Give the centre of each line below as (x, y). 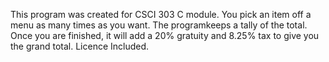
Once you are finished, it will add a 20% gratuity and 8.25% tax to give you (165, 35)
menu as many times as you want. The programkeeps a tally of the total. (159, 25)
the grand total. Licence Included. (80, 46)
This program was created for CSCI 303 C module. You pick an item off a (161, 14)
